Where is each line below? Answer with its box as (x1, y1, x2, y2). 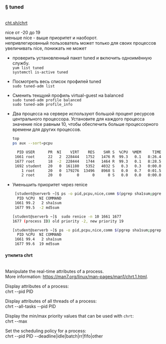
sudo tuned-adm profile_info (12, 102, 73, 107)
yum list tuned (12, 65, 44, 70)
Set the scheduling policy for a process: (5, 328, 87, 334)
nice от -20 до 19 (5, 30, 41, 36)
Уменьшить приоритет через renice (12, 182, 88, 188)
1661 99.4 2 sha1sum (14, 237, 62, 242)
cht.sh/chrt (5, 20, 28, 26)
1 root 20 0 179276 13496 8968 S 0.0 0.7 (21, 168, 142, 173)
